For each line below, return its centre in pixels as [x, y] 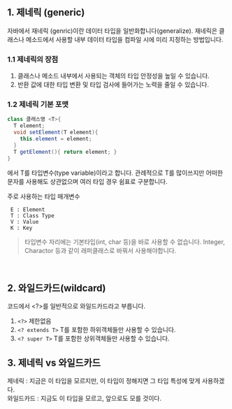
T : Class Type [32, 215]
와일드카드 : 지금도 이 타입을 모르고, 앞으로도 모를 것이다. [85, 399]
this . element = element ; [56, 139]
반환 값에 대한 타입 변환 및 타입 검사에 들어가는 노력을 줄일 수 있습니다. [113, 85]
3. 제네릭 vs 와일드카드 [54, 363]
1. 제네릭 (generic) [46, 13]
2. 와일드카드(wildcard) [57, 288]
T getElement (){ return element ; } [65, 152]
